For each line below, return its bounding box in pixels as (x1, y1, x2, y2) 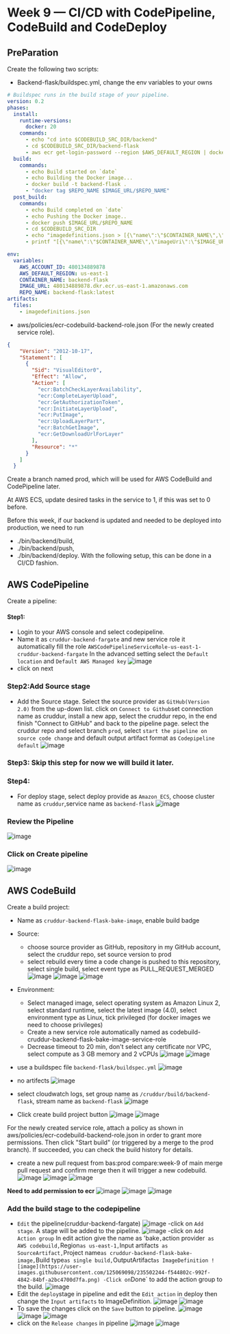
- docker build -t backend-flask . (25, 181, 127, 188)
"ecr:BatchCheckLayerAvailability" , (37, 386, 142, 393)
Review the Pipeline (7, 816, 74, 826)
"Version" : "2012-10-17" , (19, 348, 94, 354)
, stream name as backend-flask (32, 1097, 123, 1105)
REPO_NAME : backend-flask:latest (19, 289, 115, 296)
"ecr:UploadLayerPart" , (37, 418, 106, 425)
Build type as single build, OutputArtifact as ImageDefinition (35, 1256, 209, 1265)
